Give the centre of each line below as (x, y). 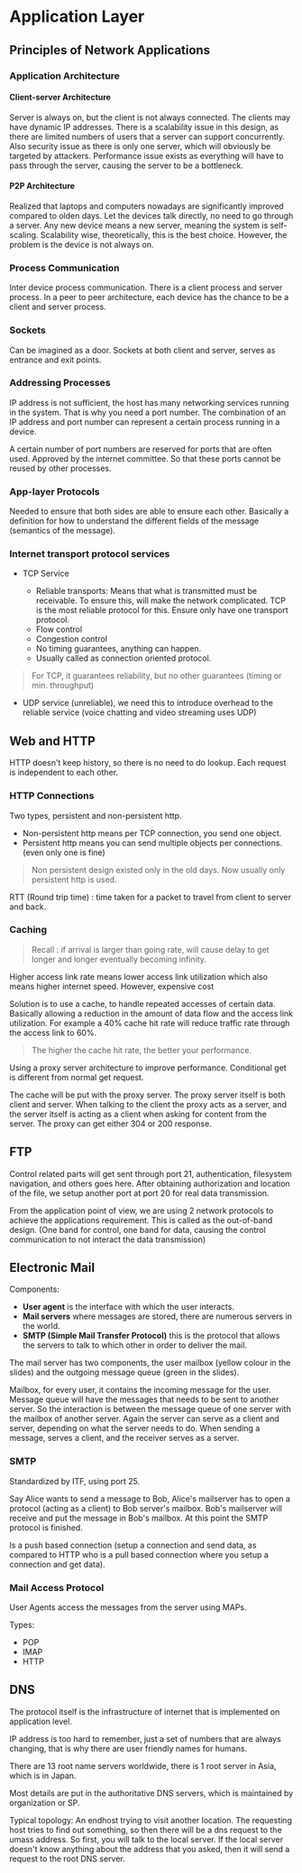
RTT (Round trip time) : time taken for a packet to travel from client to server (150, 897)
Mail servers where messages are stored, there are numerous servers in (157, 1316)
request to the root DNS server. (67, 1859)
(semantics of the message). (62, 531)
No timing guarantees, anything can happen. (119, 649)
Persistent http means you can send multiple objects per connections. (152, 842)
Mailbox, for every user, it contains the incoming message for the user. (140, 1390)
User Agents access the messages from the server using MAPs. (128, 1607)
